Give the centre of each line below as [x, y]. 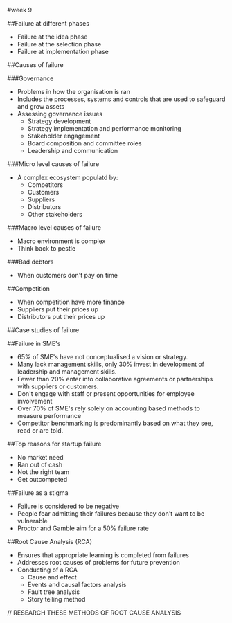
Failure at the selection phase [59, 44]
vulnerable [33, 521]
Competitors [45, 185]
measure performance [49, 416]
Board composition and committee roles [84, 143]
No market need [40, 457]
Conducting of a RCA [47, 570]
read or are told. [40, 431]
